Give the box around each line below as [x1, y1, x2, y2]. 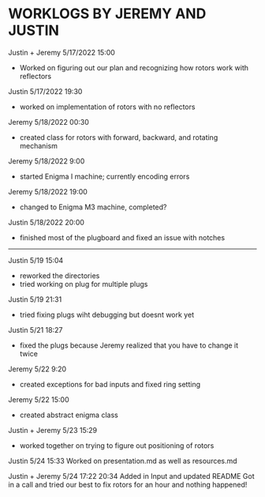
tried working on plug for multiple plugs [19, 279, 148, 288]
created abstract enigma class [19, 410, 118, 420]
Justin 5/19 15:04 [8, 255, 64, 265]
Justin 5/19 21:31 [8, 294, 62, 304]
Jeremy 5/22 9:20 [8, 364, 67, 374]
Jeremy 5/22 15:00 [8, 394, 69, 404]
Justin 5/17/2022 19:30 [8, 86, 83, 96]
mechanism [19, 141, 58, 150]
